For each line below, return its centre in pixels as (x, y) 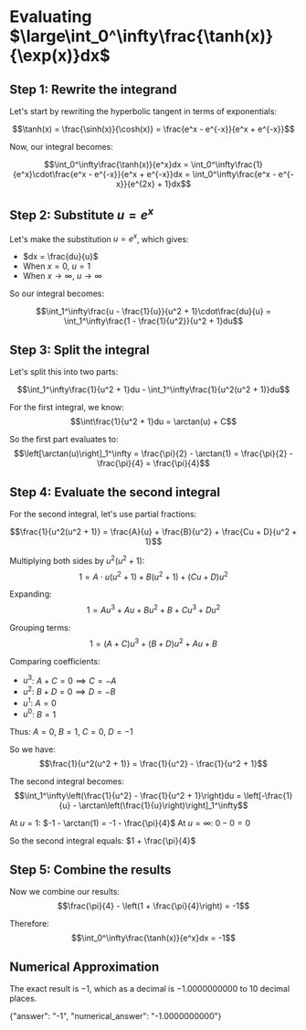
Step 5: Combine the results (90, 870)
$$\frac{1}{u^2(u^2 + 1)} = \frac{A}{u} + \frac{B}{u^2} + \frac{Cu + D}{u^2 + (153, 532)
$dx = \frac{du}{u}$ (60, 257)
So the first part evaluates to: (64, 440)
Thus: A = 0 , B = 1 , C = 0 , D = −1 (72, 732)
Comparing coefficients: (55, 661)
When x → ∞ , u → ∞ (62, 276)
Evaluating (51, 17)
